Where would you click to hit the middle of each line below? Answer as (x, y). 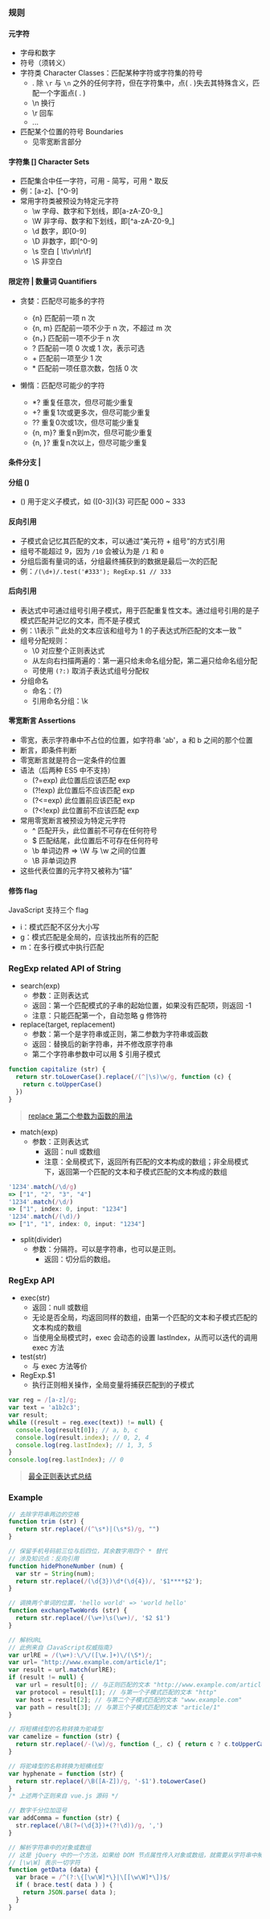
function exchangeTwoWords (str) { (68, 1611)
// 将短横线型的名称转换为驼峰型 (55, 1729)
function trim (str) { (46, 1522)
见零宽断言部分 (57, 141)
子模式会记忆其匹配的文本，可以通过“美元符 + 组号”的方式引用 (123, 541)
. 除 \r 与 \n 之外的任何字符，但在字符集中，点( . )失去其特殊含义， (142, 83)
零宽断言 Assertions (42, 720)
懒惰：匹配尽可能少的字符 (62, 385)
